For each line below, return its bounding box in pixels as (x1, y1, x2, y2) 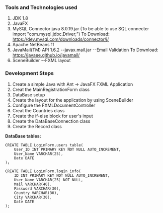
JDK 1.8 (12, 15, 28, 21)
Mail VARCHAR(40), (14, 182, 52, 187)
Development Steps (5, 70, 54, 77)
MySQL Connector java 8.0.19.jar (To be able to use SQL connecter (12, 26, 149, 32)
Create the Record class (12, 123, 62, 129)
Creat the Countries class (12, 107, 65, 113)
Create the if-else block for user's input (12, 113, 93, 119)
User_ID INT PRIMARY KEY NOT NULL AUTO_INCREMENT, (14, 147, 121, 152)
